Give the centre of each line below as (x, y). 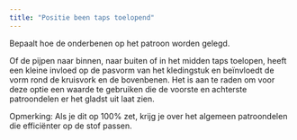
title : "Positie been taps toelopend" (82, 17)
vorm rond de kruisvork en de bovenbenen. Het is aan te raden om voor (142, 79)
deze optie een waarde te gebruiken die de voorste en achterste (128, 89)
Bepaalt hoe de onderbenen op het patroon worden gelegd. (120, 43)
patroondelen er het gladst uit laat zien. (82, 99)
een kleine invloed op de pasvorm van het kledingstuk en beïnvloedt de (142, 70)
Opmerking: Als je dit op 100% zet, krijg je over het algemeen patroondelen (148, 116)
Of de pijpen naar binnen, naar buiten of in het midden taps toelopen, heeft (148, 60)
